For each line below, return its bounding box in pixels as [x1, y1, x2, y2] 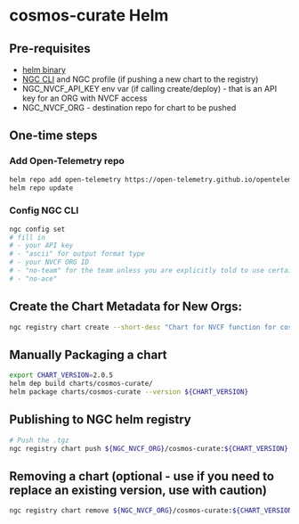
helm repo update [9, 184, 74, 192]
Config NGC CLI [9, 204, 79, 217]
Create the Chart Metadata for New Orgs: [9, 299, 243, 315]
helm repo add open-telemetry [9, 175, 122, 184]
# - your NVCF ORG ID [9, 258, 90, 267]
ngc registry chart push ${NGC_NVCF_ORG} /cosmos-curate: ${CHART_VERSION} [9, 444, 289, 453]
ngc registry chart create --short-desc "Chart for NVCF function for [9, 323, 277, 332]
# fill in [9, 233, 46, 242]
